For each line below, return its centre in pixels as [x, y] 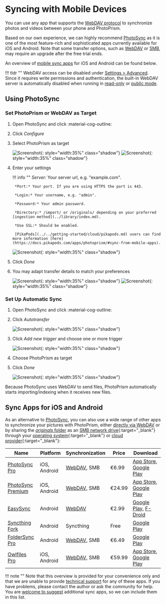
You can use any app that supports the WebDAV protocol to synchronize [79, 23]
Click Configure [28, 134]
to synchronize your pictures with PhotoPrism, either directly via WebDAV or [83, 425]
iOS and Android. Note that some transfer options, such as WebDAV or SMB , [83, 48]
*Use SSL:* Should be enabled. [47, 225]
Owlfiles [17, 554]
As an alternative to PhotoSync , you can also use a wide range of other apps [83, 419]
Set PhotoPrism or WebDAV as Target [51, 113]
